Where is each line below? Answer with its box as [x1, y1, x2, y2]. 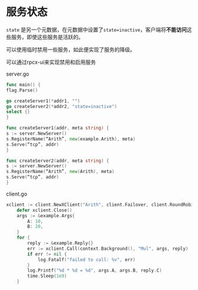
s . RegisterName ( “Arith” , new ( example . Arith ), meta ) [6, 136, 136, 142]
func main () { [6, 82, 41, 87]
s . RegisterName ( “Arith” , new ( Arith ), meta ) [6, 169, 115, 175]
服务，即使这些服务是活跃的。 [11, 33, 84, 40]
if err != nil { [27, 251, 67, 257]
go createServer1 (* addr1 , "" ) [6, 98, 81, 104]
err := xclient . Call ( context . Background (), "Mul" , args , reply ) [27, 246, 189, 252]
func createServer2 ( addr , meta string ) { [6, 158, 110, 164]
